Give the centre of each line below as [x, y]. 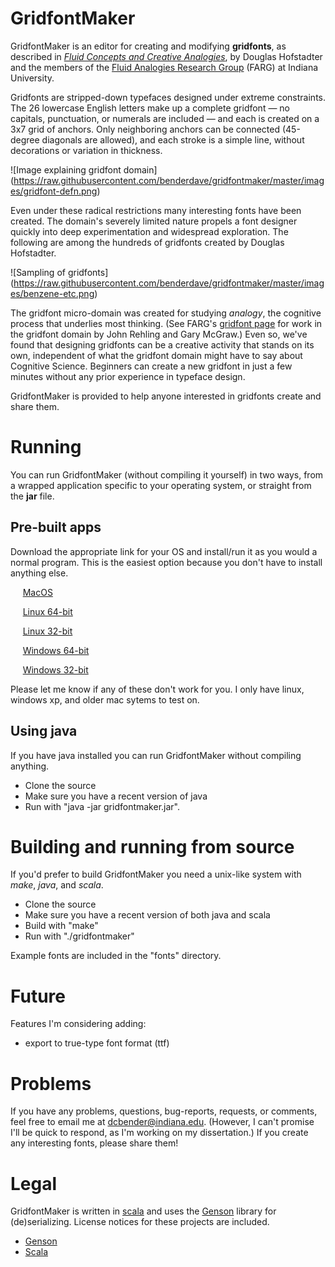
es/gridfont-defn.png [54, 191]
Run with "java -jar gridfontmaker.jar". [102, 806]
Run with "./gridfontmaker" [79, 936]
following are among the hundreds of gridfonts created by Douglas [147, 242]
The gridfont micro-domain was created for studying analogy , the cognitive [166, 313]
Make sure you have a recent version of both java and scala [147, 915]
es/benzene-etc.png [52, 293]
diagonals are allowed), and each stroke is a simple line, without [173, 139]
